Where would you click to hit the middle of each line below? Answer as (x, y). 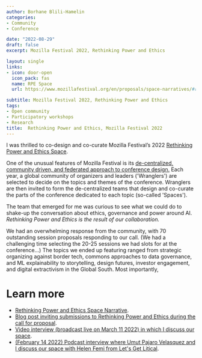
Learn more (35, 293)
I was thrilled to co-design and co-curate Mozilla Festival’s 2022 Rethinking (99, 145)
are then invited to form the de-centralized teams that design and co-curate (100, 189)
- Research (20, 123)
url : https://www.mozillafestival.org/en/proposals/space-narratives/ (102, 89)
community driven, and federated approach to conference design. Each (95, 169)
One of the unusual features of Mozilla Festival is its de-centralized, (90, 163)
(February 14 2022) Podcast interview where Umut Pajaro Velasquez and (105, 342)
